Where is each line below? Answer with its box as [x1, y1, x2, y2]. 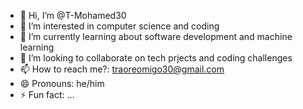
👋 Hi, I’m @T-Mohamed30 [19, 10, 127, 21]
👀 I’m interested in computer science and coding [19, 20, 220, 32]
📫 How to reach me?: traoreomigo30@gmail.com [19, 63, 225, 75]
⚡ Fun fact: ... [19, 89, 75, 100]
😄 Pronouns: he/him [19, 78, 105, 89]
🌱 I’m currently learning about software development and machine [19, 31, 293, 42]
